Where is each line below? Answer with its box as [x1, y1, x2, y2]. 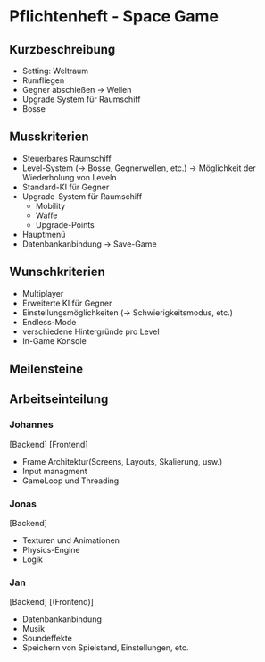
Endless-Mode [21, 316, 77, 327]
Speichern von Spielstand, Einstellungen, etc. [21, 642, 189, 653]
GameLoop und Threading [21, 475, 120, 486]
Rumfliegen [21, 75, 65, 86]
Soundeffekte [21, 633, 73, 644]
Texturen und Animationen [21, 535, 120, 546]
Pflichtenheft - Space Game [9, 6, 219, 27]
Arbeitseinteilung [9, 391, 109, 407]
